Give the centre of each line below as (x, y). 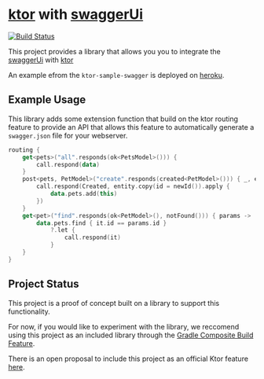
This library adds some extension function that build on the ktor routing (123, 119)
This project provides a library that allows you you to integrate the (115, 51)
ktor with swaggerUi (76, 15)
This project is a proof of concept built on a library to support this (114, 303)
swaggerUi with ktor (41, 60)
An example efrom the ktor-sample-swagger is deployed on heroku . (116, 75)
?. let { (63, 230)
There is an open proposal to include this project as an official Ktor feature (128, 359)
